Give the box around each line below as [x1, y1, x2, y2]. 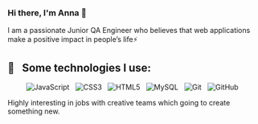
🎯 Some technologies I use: [7, 60, 152, 75]
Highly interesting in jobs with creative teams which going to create [7, 98, 231, 108]
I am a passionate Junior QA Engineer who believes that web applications [7, 26, 251, 35]
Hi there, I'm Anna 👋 [7, 7, 87, 19]
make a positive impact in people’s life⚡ [7, 35, 138, 44]
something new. [7, 106, 60, 116]
